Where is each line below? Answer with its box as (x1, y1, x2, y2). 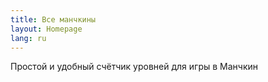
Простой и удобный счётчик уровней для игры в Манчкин (10, 61, 258, 73)
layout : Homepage (10, 24, 83, 34)
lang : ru (10, 33, 47, 43)
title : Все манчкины (10, 14, 97, 25)
